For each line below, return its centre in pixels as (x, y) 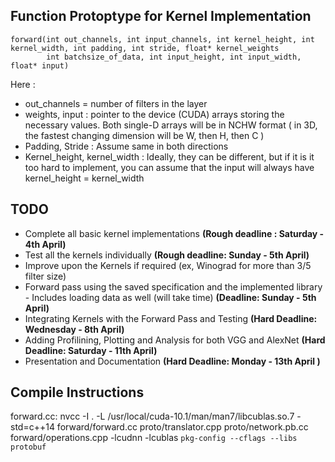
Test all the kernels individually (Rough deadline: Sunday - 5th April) (167, 255)
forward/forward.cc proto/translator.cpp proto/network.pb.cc (182, 427)
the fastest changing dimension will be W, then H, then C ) (144, 135)
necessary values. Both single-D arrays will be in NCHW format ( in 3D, (171, 125)
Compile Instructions (77, 392)
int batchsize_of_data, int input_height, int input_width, (174, 57)
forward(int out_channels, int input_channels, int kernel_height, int (162, 39)
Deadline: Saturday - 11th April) (91, 350)
